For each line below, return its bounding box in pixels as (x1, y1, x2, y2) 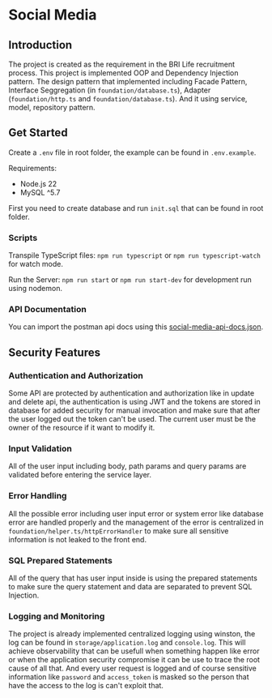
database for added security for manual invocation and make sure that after (8, 405, 261, 415)
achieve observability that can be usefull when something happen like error (8, 646, 260, 656)
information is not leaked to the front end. (8, 534, 147, 544)
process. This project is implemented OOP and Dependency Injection (8, 68, 239, 78)
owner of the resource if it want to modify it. (8, 423, 155, 433)
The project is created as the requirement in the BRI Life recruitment (8, 59, 236, 69)
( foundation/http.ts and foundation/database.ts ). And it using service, (8, 94, 248, 103)
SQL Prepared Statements (8, 555, 113, 566)
